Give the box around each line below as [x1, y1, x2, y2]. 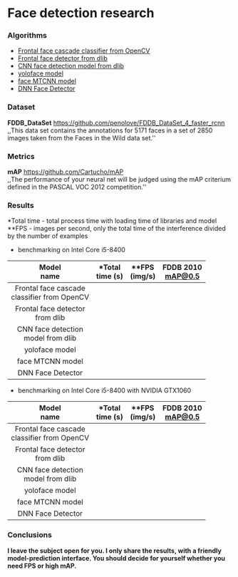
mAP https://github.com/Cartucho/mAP [7, 167, 124, 176]
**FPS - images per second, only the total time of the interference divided [7, 224, 227, 233]
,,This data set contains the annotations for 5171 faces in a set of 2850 [7, 126, 213, 135]
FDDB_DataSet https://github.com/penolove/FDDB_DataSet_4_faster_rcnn [7, 118, 225, 127]
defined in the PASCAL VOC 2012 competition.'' [7, 183, 147, 192]
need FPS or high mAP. [7, 561, 77, 570]
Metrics [7, 151, 35, 161]
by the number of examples [7, 232, 88, 240]
